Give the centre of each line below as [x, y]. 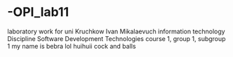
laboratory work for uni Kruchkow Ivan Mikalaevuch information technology [116, 31]
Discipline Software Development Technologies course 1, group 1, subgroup [116, 38]
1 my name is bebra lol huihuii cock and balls [72, 46]
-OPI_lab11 [38, 12]
